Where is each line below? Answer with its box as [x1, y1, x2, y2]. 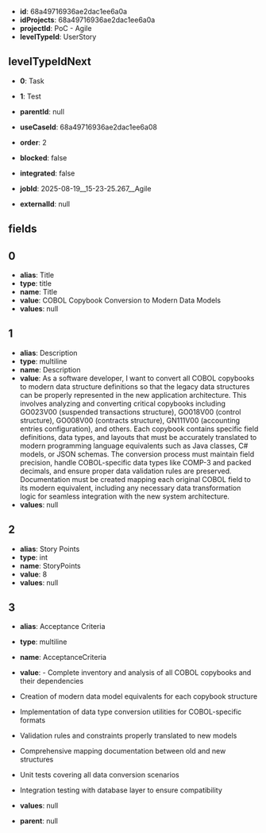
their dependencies [19, 677, 84, 686]
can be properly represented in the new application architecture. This [19, 390, 247, 399]
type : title [19, 279, 52, 288]
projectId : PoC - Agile [19, 24, 92, 33]
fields [8, 222, 37, 236]
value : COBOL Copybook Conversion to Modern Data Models [19, 295, 221, 305]
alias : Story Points [19, 544, 80, 553]
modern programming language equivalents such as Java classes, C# [19, 441, 249, 450]
